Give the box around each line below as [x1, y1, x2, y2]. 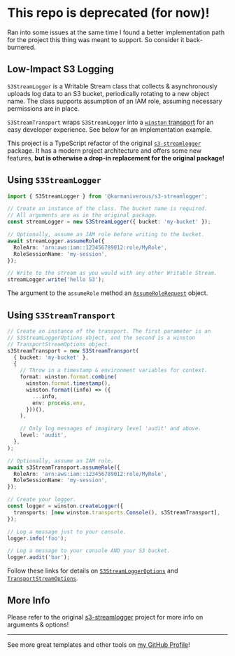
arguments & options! [7, 620, 69, 629]
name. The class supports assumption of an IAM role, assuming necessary [7, 97, 222, 105]
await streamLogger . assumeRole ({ [7, 237, 105, 245]
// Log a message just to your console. [7, 528, 127, 535]
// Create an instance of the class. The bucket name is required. [7, 205, 208, 212]
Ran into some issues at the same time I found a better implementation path [7, 28, 225, 36]
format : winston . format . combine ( [20, 374, 117, 381]
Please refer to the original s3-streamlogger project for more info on [7, 613, 204, 621]
